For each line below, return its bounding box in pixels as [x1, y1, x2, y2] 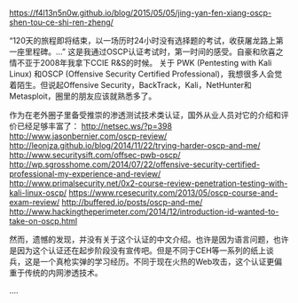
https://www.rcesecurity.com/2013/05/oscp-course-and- [68, 187, 278, 198]
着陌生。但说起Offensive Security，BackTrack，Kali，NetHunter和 [9, 80, 253, 90]
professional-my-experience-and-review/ [9, 169, 161, 179]
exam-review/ [9, 197, 60, 207]
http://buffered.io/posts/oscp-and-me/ [61, 197, 203, 207]
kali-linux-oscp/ [9, 187, 67, 198]
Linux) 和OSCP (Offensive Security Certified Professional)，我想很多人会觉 [9, 68, 282, 79]
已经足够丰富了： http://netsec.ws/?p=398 [16, 121, 173, 132]
